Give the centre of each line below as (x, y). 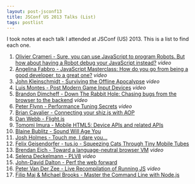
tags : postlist (25, 22)
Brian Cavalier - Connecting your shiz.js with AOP (75, 113)
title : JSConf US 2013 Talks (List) (51, 17)
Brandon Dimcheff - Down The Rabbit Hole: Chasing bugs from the (96, 94)
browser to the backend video (51, 100)
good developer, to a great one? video (61, 75)
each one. (19, 45)
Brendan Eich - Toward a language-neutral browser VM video (89, 150)
